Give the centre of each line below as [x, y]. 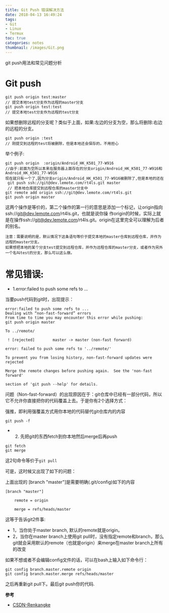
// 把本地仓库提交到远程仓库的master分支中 [48, 188]
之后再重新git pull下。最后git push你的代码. [50, 584]
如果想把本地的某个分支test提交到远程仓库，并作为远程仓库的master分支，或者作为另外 [84, 247]
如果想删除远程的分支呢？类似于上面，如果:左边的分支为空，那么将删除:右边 [84, 122]
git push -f [18, 421]
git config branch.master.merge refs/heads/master [60, 574]
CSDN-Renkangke [32, 605]
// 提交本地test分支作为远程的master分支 [44, 102]
